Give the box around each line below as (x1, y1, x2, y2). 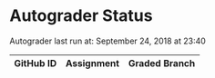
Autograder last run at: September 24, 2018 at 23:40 (9, 35, 207, 46)
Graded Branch (128, 56, 196, 69)
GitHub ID (14, 56, 57, 69)
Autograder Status (9, 5, 153, 26)
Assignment (65, 56, 120, 69)
